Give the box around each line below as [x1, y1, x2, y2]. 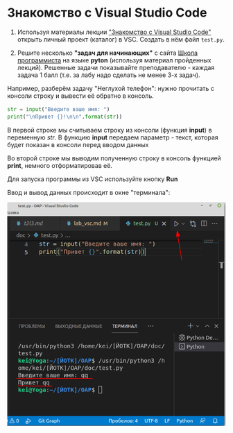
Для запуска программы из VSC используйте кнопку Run [7, 175, 178, 183]
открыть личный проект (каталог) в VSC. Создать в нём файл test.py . [17, 35, 225, 43]
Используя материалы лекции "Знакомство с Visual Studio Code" [17, 28, 212, 36]
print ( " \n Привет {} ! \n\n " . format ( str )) [7, 113, 123, 120]
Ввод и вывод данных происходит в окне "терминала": [7, 188, 171, 196]
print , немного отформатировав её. [7, 161, 113, 169]
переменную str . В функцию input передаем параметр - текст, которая [7, 133, 218, 142]
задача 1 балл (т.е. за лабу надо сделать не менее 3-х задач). [17, 71, 200, 79]
